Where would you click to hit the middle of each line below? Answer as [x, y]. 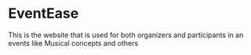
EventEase [44, 14]
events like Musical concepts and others [73, 43]
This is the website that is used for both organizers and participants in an [126, 35]
